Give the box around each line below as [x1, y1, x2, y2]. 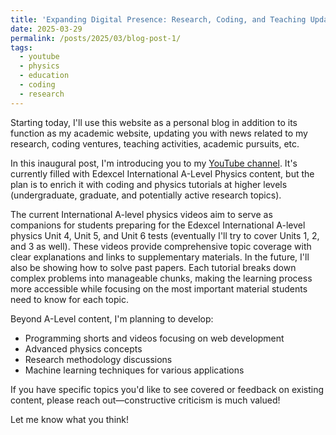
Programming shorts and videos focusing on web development [24, 332, 285, 344]
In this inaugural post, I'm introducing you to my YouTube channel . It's [10, 157, 298, 169]
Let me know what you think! [10, 413, 129, 425]
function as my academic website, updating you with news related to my [10, 127, 308, 139]
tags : [10, 42, 33, 53]
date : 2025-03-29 [10, 24, 83, 34]
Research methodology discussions [24, 353, 173, 365]
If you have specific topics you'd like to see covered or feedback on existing [10, 383, 325, 395]
